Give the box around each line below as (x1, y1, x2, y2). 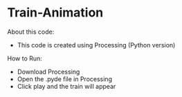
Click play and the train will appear (17, 82, 116, 90)
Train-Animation (7, 5, 104, 21)
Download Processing (17, 67, 80, 76)
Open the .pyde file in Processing (17, 74, 113, 83)
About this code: (7, 28, 55, 36)
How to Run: (7, 54, 43, 63)
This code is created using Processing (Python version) (17, 41, 176, 49)
